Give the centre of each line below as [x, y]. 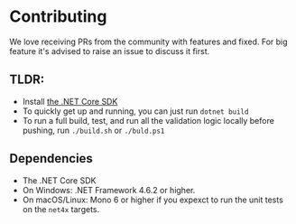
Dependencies [51, 159]
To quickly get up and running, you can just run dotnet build [135, 111]
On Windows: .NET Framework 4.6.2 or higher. [109, 190]
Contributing [58, 17]
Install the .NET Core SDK [70, 101]
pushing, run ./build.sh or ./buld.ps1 [93, 130]
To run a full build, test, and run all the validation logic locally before [148, 120]
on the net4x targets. [61, 209]
